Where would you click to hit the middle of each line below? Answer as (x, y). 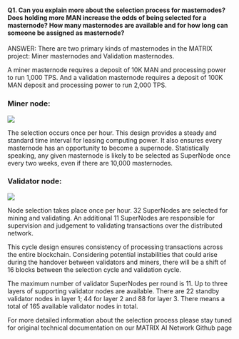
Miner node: (29, 103)
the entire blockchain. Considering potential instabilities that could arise (112, 254)
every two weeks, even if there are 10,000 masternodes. (90, 163)
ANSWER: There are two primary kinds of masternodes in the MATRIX (110, 49)
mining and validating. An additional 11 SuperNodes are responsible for (111, 218)
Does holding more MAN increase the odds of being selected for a (107, 17)
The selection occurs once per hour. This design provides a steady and (112, 133)
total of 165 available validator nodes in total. (73, 306)
